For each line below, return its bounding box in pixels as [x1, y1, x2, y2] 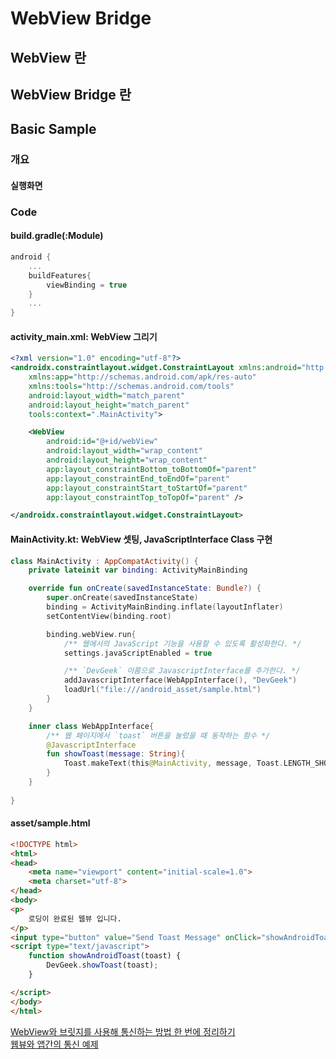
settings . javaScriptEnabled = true [63, 648, 213, 658]
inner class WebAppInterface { [28, 721, 155, 731]
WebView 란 [10, 49, 87, 66]
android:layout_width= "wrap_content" [46, 446, 203, 456]
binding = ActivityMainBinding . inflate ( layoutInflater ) [46, 602, 284, 612]
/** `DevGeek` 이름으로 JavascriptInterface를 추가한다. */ [63, 666, 301, 676]
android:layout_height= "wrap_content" [46, 455, 208, 466]
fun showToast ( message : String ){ [46, 749, 186, 759]
